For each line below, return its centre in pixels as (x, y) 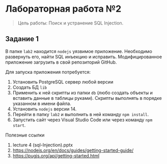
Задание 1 (22, 39)
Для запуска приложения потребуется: (48, 72)
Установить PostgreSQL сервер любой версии (63, 81)
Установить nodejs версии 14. (45, 109)
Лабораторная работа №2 (63, 9)
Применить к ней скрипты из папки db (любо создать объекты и (82, 93)
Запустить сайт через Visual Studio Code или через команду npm (82, 120)
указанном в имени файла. (42, 103)
